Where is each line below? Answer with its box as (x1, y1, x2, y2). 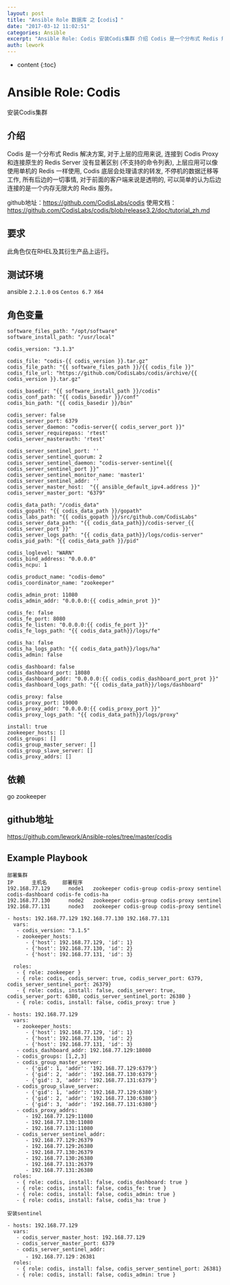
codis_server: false (7, 412, 66, 419)
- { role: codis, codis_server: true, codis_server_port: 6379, (16, 975, 204, 982)
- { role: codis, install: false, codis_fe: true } (16, 1184, 167, 1192)
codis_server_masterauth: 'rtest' (7, 436, 106, 442)
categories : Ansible (7, 29, 66, 36)
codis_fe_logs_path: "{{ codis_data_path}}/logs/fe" (7, 627, 161, 634)
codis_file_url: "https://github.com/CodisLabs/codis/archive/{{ (7, 370, 197, 377)
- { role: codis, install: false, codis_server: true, (16, 987, 176, 994)
